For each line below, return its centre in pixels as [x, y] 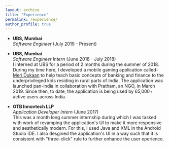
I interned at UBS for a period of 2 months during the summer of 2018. [86, 64]
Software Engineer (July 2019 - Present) [55, 44]
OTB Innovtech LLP [33, 106]
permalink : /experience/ [31, 19]
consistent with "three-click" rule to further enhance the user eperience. [88, 139]
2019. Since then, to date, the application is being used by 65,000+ [83, 91]
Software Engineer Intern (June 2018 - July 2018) [64, 59]
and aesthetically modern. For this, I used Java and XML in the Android [87, 128]
